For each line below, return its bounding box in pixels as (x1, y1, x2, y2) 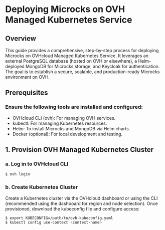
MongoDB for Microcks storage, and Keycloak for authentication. (26, 64, 160, 69)
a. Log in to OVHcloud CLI (5, 160, 69, 167)
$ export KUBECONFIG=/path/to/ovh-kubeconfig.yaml (5, 215, 113, 220)
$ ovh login (5, 172, 30, 177)
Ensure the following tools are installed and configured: (5, 104, 143, 111)
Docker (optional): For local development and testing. (12, 131, 123, 137)
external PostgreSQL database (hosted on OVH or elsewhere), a (5, 58, 137, 64)
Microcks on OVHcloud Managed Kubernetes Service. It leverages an (5, 53, 149, 59)
